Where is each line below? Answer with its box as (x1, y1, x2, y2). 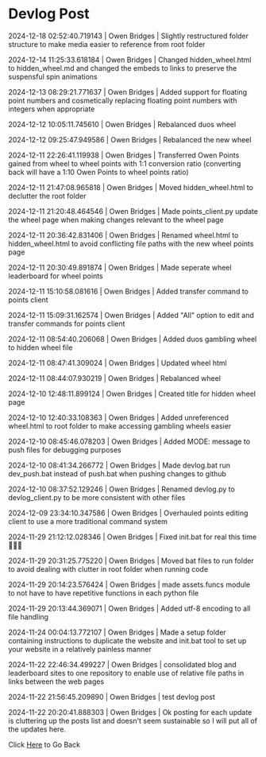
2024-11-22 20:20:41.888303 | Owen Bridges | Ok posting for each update (8, 707, 253, 716)
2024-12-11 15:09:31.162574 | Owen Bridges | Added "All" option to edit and (8, 310, 254, 320)
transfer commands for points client (8, 319, 125, 328)
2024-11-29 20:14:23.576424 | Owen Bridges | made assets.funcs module (8, 580, 251, 589)
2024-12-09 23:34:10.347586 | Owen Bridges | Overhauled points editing (8, 508, 249, 518)
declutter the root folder (8, 191, 87, 200)
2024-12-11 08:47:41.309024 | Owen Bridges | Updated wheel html (8, 358, 228, 367)
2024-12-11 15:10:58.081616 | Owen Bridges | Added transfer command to (8, 286, 249, 296)
